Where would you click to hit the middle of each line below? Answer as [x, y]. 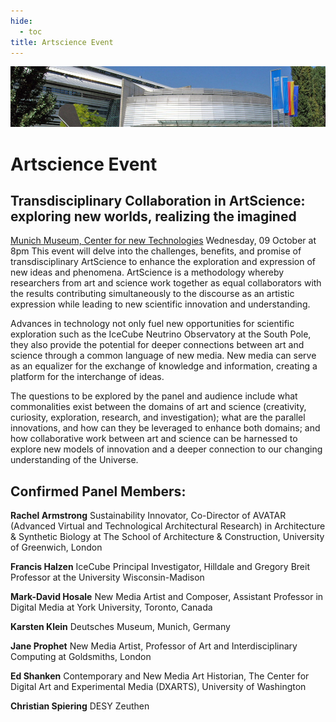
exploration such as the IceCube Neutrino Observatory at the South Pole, [161, 334]
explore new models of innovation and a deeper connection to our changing [166, 449]
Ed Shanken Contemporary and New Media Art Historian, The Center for [160, 676]
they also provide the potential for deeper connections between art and [157, 345]
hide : [21, 21]
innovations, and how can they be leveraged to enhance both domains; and [165, 428]
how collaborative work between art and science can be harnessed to [154, 439]
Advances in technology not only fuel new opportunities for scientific [152, 324]
